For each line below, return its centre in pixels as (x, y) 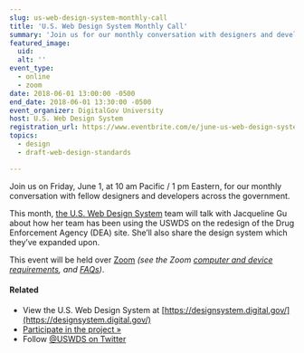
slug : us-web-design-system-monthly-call (89, 18)
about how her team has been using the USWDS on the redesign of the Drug (152, 223)
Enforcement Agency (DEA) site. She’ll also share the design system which (148, 233)
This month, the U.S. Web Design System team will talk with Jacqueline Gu (148, 213)
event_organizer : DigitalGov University (87, 110)
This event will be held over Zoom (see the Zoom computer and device (141, 260)
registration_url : (44, 128)
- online (34, 77)
